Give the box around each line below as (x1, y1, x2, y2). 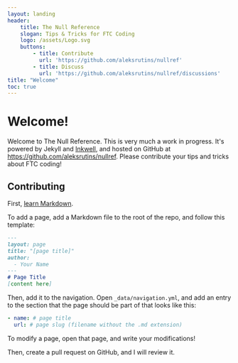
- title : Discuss (33, 63, 84, 70)
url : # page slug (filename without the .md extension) (13, 321, 183, 328)
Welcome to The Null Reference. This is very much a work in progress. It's (7, 137, 225, 146)
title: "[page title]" (7, 247, 75, 254)
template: (7, 221, 36, 229)
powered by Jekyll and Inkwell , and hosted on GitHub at (7, 145, 171, 153)
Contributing (7, 180, 65, 193)
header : (7, 17, 31, 24)
